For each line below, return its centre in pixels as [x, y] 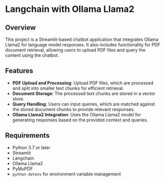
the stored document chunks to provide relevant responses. [74, 109]
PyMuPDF [23, 169]
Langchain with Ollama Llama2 [70, 9]
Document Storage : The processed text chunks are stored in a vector [84, 93]
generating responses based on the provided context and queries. [80, 120]
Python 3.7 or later [31, 147]
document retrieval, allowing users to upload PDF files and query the [75, 50]
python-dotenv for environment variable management [67, 174]
